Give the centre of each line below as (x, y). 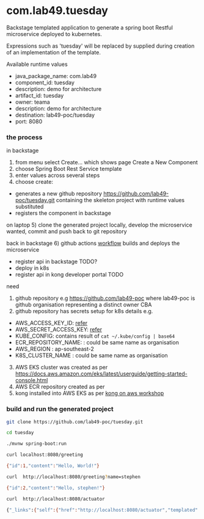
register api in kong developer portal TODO (69, 275)
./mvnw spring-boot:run (37, 444)
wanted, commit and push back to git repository (67, 231)
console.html (31, 380)
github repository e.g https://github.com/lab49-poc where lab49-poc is (105, 298)
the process (24, 137)
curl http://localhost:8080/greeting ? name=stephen (73, 477)
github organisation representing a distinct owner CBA (83, 305)
